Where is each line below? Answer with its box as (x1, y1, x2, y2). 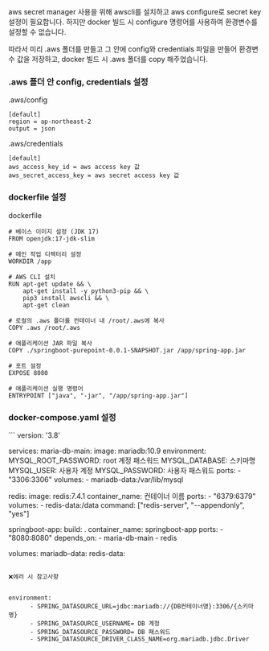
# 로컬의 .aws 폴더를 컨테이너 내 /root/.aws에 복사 (8, 316, 165, 324)
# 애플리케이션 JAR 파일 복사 (8, 339, 92, 348)
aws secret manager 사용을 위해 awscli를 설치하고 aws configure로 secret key (8, 7, 262, 16)
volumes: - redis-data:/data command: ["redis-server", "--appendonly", (8, 500, 245, 509)
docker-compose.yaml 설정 (8, 411, 116, 422)
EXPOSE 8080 (8, 369, 48, 377)
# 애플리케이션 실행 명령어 (8, 385, 84, 393)
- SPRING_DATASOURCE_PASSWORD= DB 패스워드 (29, 628, 171, 636)
